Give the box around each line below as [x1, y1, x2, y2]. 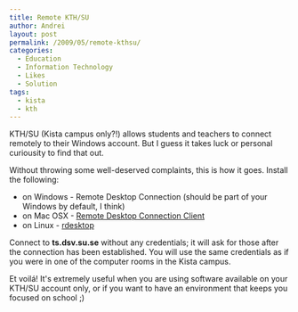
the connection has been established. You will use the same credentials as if [9, 247, 289, 258]
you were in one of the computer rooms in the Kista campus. [9, 256, 231, 267]
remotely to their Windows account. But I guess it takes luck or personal [9, 138, 273, 149]
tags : [9, 87, 29, 96]
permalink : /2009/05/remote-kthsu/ [9, 37, 141, 47]
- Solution [17, 79, 58, 88]
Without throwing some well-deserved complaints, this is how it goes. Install [9, 165, 288, 176]
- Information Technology [17, 63, 114, 72]
